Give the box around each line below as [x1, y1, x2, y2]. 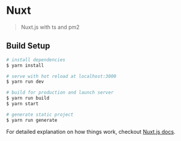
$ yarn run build [6, 95, 50, 101]
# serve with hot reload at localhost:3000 [6, 73, 117, 79]
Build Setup [6, 41, 50, 51]
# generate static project [6, 112, 74, 118]
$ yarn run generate [6, 117, 58, 123]
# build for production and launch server [6, 89, 114, 96]
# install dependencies [6, 56, 66, 63]
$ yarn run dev [6, 79, 44, 85]
